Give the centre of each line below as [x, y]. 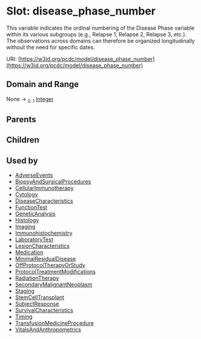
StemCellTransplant [40, 297]
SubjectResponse [37, 304]
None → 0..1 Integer [30, 100]
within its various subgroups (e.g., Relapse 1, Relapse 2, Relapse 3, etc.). [97, 34]
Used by [22, 161]
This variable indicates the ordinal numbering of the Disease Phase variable [100, 28]
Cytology [26, 194]
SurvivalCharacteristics [44, 311]
